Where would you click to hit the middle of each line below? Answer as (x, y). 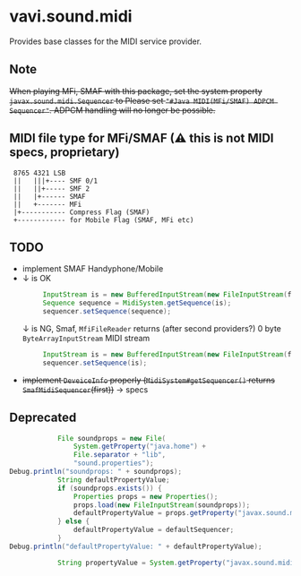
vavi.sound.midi (71, 17)
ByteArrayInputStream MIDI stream (86, 338)
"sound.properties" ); (113, 463)
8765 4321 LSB (39, 173)
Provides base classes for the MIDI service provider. (106, 41)
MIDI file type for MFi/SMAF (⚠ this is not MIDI (142, 138)
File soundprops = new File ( (112, 438)
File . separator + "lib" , (120, 455)
